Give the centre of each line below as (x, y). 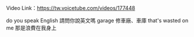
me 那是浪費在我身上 (32, 28)
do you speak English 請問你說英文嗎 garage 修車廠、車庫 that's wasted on (97, 21)
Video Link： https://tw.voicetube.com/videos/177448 (71, 8)
